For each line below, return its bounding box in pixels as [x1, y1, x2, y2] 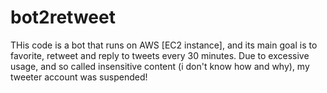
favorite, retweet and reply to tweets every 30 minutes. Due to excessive [10, 49, 310, 61]
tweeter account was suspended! [10, 71, 148, 83]
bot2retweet [10, 6, 116, 29]
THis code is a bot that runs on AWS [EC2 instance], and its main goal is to [10, 39, 318, 51]
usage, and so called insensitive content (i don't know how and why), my [10, 60, 310, 72]
